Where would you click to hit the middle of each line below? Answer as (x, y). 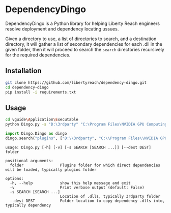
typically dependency (28, 205)
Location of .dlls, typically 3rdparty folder (110, 196)
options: (15, 178)
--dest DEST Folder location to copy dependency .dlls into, (88, 201)
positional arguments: (29, 161)
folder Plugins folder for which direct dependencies (85, 165)
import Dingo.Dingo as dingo (36, 133)
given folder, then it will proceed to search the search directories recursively (85, 49)
